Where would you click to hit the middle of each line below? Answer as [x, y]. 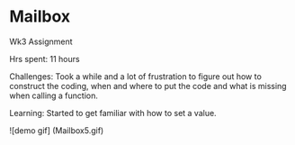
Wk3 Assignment [41, 41]
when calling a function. [54, 95]
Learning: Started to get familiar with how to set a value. [113, 113]
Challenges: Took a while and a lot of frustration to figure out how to [136, 76]
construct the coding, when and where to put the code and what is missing [148, 86]
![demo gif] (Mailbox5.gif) [57, 130]
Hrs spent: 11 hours [45, 59]
